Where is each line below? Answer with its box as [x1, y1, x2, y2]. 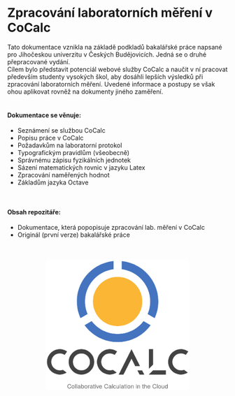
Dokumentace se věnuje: [7, 110, 82, 119]
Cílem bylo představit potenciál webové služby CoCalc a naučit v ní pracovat [7, 65, 228, 73]
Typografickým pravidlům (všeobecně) [17, 149, 130, 157]
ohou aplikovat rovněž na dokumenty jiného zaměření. [7, 87, 164, 96]
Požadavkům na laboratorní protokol [17, 141, 122, 149]
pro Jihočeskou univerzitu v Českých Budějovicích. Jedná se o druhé [7, 50, 207, 59]
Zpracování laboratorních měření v [7, 5, 213, 21]
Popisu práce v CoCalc [17, 134, 84, 142]
